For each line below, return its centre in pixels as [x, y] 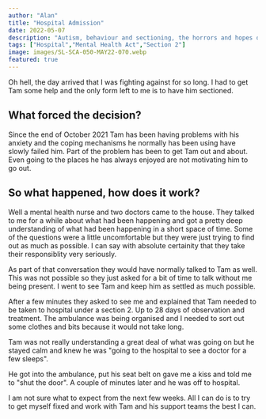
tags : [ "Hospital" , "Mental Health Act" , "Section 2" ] [97, 45]
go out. [20, 168]
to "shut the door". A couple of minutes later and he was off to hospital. [124, 382]
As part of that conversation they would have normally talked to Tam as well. [133, 269]
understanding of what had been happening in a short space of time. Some [131, 228]
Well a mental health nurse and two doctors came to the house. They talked [131, 212]
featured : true [33, 60]
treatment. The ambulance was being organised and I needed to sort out [126, 318]
